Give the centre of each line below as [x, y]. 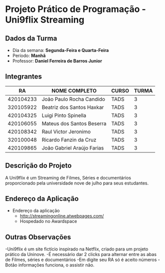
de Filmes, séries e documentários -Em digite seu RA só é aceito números [81, 260]
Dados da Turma [31, 38]
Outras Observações [38, 237]
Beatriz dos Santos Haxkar [73, 107]
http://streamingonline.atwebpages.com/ [62, 216]
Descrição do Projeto [38, 166]
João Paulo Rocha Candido [74, 99]
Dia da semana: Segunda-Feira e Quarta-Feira [61, 50]
